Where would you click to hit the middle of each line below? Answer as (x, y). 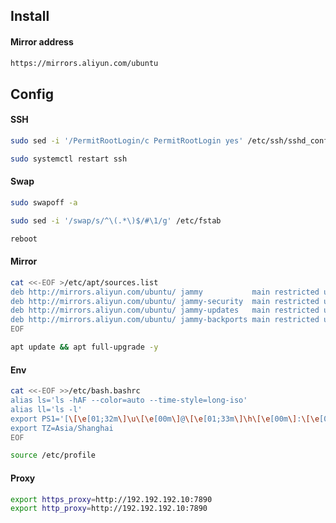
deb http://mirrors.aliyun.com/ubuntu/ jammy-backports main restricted (165, 320)
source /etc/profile (53, 455)
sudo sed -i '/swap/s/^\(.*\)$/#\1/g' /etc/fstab (116, 220)
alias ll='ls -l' (46, 409)
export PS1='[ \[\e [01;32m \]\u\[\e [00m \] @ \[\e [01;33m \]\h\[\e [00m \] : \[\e (165, 419)
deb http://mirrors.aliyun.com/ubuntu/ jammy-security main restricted (165, 301)
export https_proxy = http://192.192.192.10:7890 (111, 499)
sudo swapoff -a (44, 203)
